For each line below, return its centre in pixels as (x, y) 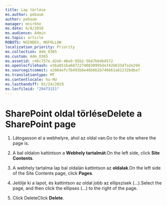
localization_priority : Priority (40, 47)
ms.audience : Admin (26, 33)
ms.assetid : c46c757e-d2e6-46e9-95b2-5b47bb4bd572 (59, 61)
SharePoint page (41, 124)
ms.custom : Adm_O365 (27, 56)
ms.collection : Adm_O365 (31, 51)
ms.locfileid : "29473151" (32, 89)
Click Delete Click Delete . (38, 198)
